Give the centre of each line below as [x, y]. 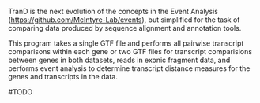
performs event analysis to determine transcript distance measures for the [129, 68]
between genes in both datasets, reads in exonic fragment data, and [119, 60]
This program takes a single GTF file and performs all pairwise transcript [126, 43]
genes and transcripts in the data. [63, 77]
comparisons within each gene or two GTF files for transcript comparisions [130, 51]
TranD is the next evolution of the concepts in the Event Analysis [113, 11]
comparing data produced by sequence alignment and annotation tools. [125, 28]
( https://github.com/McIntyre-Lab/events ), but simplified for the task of [124, 20]
